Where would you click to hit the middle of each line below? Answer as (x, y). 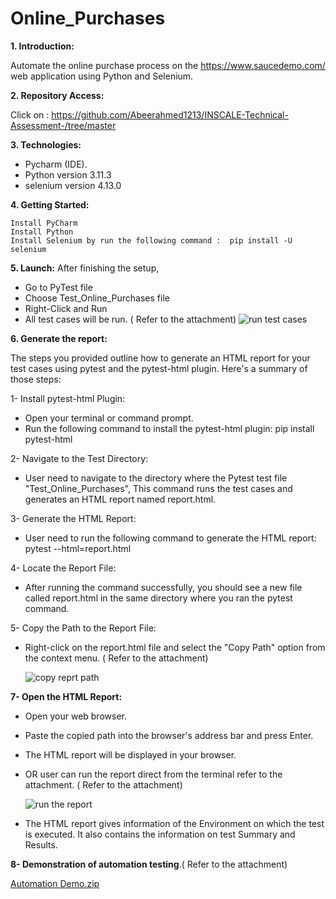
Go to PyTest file (58, 287)
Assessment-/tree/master (63, 125)
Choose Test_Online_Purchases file (97, 298)
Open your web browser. (75, 716)
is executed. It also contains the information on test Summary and (160, 834)
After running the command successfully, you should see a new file (163, 587)
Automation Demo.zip (55, 883)
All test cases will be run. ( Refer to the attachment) (130, 319)
